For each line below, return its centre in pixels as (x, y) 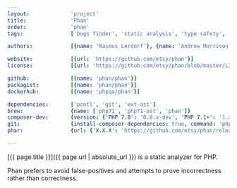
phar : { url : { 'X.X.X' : (63, 131)
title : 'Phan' (49, 20)
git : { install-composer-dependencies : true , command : (112, 124)
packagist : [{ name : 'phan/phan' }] (72, 85)
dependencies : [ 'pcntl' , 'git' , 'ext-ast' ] (82, 104)
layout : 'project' (53, 14)
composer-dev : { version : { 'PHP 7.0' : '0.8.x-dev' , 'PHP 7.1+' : (112, 117)
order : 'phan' (49, 27)
